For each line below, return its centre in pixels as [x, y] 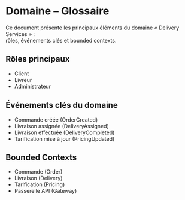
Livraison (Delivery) [38, 178]
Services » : [20, 34]
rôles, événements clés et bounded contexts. [61, 40]
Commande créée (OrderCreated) [56, 119]
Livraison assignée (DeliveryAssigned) [61, 126]
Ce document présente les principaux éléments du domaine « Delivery [92, 28]
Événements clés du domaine [62, 105]
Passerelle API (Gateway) [46, 191]
